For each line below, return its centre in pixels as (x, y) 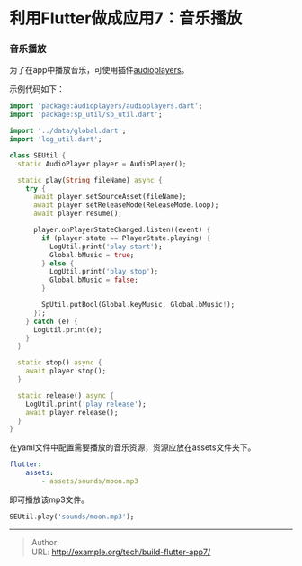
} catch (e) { (52, 321)
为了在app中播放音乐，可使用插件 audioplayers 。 (99, 70)
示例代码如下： (37, 89)
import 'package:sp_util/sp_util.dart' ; (86, 115)
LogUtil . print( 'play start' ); (106, 247)
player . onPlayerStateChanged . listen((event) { (122, 230)
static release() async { (66, 395)
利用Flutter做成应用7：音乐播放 (126, 18)
